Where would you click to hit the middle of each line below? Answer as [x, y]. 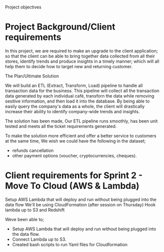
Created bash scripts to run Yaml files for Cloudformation [70, 244]
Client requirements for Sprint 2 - [74, 176]
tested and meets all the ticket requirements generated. [61, 126]
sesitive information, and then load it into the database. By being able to [78, 101]
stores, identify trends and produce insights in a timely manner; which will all [82, 61]
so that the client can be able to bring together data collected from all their [80, 56]
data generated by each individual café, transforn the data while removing [80, 96]
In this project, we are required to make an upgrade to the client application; [82, 50]
